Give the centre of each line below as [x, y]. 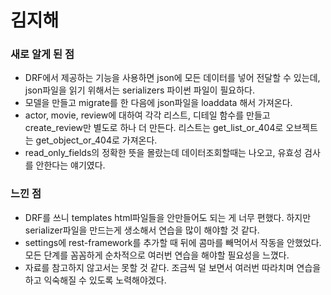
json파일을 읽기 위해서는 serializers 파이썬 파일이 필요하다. [139, 90]
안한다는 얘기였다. [70, 165]
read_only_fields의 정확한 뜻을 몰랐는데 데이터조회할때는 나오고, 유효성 [163, 153]
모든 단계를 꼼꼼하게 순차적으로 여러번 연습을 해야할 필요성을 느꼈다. [157, 255]
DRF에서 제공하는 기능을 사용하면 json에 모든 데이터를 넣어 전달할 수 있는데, [172, 78]
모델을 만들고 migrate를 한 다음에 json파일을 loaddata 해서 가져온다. [158, 103]
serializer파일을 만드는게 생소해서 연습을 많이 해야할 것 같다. [142, 230]
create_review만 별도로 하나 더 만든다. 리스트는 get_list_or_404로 [154, 128]
